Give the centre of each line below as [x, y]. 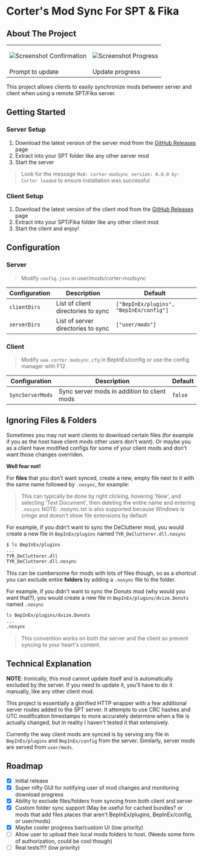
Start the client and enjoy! [47, 228]
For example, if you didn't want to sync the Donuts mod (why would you [96, 591]
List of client [74, 303]
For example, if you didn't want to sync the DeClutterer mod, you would [95, 527]
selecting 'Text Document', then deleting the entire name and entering [108, 502]
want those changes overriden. [45, 454]
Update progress [117, 72]
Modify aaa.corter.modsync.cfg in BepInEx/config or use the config [105, 360]
